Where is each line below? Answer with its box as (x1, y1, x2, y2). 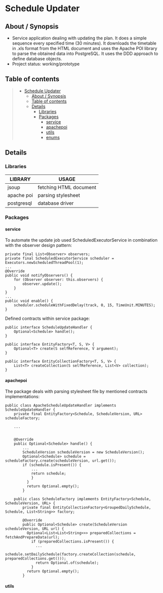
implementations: (5, 393, 40, 399)
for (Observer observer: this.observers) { (14, 277, 104, 282)
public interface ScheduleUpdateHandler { (5, 325, 92, 330)
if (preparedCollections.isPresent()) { (31, 539, 114, 544)
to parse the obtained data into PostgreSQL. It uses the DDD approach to (12, 51, 158, 56)
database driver (37, 200, 74, 207)
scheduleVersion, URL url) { (5, 526, 64, 531)
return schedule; (31, 471, 67, 476)
